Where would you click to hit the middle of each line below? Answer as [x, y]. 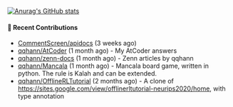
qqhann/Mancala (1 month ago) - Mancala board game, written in [113, 66]
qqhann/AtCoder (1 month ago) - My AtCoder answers [97, 51]
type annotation [41, 96]
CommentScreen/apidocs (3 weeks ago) [77, 44]
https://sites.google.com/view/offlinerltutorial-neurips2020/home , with [121, 88]
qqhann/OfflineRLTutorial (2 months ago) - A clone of [96, 81]
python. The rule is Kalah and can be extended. [87, 73]
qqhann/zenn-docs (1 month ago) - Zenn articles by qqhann [105, 58]
